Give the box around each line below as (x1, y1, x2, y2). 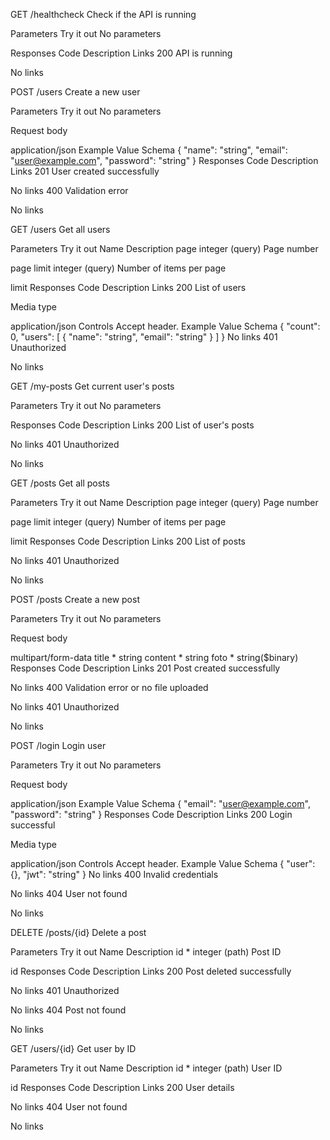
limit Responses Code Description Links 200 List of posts (10, 535, 246, 547)
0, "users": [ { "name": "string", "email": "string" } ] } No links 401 (10, 331, 278, 343)
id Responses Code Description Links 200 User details (10, 1082, 235, 1093)
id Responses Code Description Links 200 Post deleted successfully (10, 965, 292, 977)
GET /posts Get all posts (10, 477, 110, 489)
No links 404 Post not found (10, 1004, 127, 1016)
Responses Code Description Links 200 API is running (10, 47, 233, 59)
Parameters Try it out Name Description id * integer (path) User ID (10, 1062, 283, 1074)
